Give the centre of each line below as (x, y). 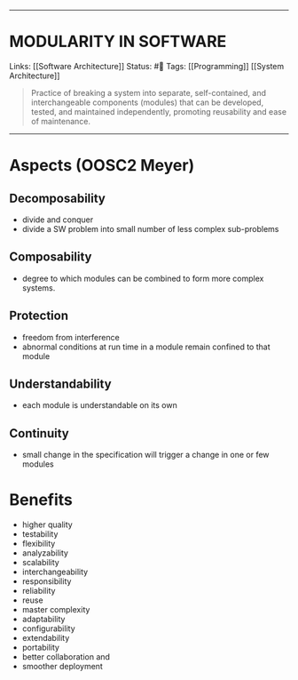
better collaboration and (66, 657)
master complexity (56, 610)
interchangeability (55, 572)
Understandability (61, 384)
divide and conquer (58, 220)
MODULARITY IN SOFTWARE (118, 42)
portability (41, 648)
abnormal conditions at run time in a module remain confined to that (146, 347)
